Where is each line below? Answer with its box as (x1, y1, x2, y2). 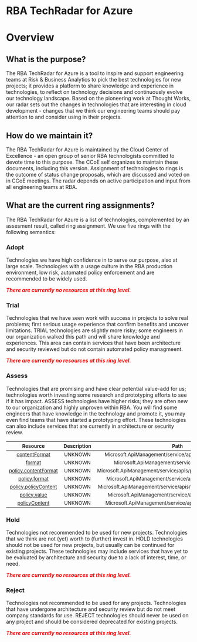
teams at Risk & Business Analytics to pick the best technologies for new (6, 76, 182, 83)
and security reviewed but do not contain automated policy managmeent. (6, 346, 183, 353)
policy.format (18, 475, 49, 482)
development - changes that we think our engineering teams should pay (6, 107, 181, 114)
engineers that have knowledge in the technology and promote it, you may (6, 410, 186, 417)
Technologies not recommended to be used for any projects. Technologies (6, 600, 186, 607)
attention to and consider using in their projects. (6, 113, 122, 121)
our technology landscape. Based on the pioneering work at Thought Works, (6, 95, 191, 102)
